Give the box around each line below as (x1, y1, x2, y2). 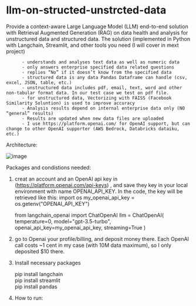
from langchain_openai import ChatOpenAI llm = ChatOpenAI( (14, 212, 164, 219)
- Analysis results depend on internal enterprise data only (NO (21, 105, 185, 111)
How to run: (14, 294, 43, 301)
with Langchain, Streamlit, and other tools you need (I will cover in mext (6, 42, 179, 49)
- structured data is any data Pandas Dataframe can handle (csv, (21, 74, 188, 80)
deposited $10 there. (14, 247, 65, 255)
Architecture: (6, 141, 38, 148)
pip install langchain (14, 270, 63, 277)
